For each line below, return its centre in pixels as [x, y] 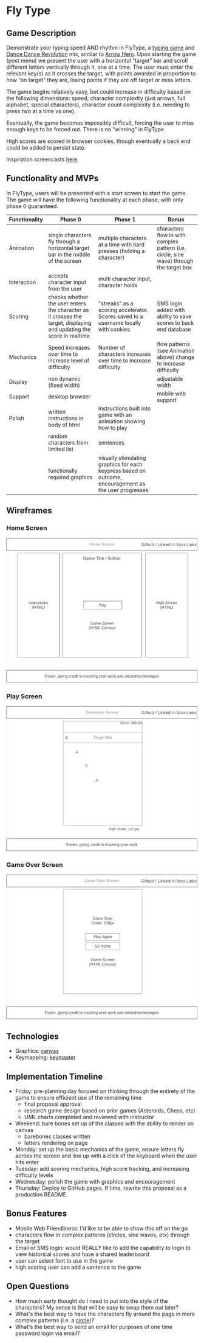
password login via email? [47, 1333]
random [58, 436]
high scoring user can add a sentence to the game [78, 1267]
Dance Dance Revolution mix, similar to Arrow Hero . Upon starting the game [101, 54]
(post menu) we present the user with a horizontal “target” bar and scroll [97, 61]
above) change [176, 357]
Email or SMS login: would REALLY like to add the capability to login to [103, 1248]
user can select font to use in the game [64, 1260]
